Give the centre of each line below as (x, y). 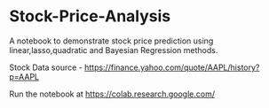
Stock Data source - (46, 67)
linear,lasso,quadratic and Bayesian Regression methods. (114, 50)
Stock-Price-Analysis (90, 16)
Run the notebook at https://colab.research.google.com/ (112, 94)
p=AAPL (24, 76)
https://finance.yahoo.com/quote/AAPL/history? (172, 67)
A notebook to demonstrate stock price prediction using (111, 41)
